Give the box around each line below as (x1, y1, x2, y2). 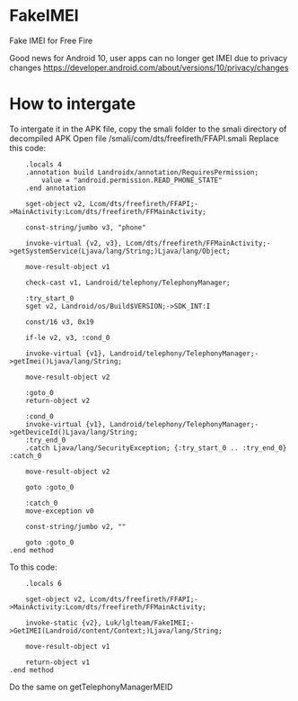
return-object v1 (25, 658, 91, 667)
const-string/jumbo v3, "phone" (25, 222, 146, 232)
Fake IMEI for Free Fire (9, 35, 93, 46)
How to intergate (9, 94, 136, 114)
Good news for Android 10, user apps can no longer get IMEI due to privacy (9, 52, 288, 63)
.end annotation (25, 184, 87, 193)
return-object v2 (25, 396, 91, 405)
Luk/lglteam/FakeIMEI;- (105, 618, 195, 627)
